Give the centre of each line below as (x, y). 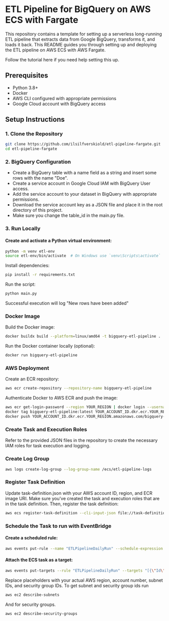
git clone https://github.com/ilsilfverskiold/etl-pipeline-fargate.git (83, 144)
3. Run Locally (23, 228)
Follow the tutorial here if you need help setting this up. (62, 59)
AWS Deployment (27, 368)
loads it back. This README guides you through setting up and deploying (81, 44)
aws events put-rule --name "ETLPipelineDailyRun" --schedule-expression (84, 549)
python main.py (21, 294)
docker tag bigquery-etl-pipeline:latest (49, 412)
